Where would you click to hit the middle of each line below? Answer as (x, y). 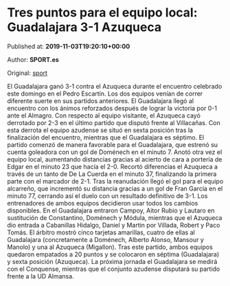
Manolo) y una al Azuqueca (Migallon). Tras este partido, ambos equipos (110, 247)
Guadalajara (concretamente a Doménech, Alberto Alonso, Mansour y (105, 239)
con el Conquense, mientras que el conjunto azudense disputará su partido (114, 269)
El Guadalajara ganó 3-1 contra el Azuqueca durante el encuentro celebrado (115, 86)
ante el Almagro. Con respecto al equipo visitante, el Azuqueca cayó (104, 115)
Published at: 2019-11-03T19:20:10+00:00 (69, 46)
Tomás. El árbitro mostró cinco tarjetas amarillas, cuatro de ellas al (101, 232)
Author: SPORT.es (33, 59)
